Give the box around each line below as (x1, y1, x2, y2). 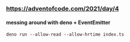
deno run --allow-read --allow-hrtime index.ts (6, 32, 125, 37)
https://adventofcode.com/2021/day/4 (6, 5, 119, 13)
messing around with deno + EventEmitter (6, 19, 111, 26)
